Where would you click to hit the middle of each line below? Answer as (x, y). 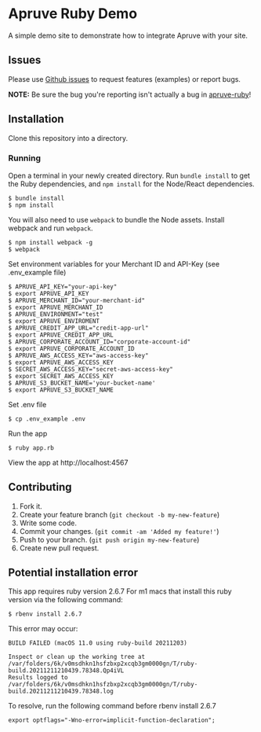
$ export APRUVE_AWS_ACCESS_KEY (61, 362)
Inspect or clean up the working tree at (77, 657)
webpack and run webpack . (51, 228)
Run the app (28, 433)
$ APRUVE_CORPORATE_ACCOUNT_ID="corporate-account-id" (100, 342)
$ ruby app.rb (31, 448)
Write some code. (48, 523)
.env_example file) (37, 272)
